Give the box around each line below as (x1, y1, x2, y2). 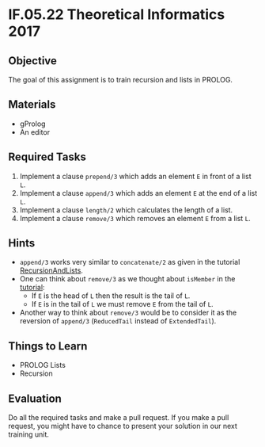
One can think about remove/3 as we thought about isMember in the (19, 274, 236, 284)
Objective (8, 54, 58, 67)
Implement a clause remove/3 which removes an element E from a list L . (19, 213, 251, 223)
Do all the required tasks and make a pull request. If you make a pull (8, 413, 229, 422)
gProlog (19, 119, 46, 128)
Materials (8, 97, 56, 112)
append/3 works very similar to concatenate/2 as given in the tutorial (19, 258, 240, 267)
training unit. (8, 430, 50, 439)
